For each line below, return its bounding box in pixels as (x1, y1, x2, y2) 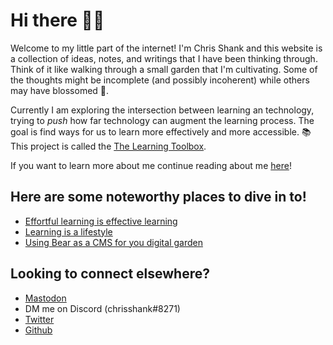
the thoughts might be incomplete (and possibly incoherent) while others (10, 74, 310, 86)
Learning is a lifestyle (24, 225, 113, 238)
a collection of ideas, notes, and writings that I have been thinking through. (10, 52, 318, 64)
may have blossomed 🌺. (10, 84, 110, 96)
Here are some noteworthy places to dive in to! (10, 189, 307, 206)
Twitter (24, 313, 55, 325)
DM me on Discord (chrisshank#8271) (24, 302, 181, 314)
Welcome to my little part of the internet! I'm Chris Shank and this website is (10, 42, 323, 54)
